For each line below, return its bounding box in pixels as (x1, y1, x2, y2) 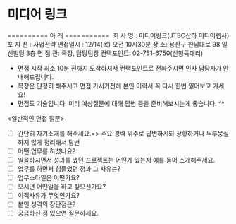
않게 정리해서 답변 (30, 138, 80, 146)
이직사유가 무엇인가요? (17, 191, 80, 200)
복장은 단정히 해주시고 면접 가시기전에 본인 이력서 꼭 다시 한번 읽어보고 (17, 81, 211, 90)
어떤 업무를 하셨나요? (17, 147, 76, 155)
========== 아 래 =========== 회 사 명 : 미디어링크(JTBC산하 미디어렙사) (7, 31, 230, 40)
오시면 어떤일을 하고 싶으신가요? (17, 182, 106, 191)
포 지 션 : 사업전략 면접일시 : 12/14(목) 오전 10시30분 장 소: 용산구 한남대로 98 (7, 40, 221, 48)
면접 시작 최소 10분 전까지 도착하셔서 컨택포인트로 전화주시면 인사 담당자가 (17, 64, 222, 72)
